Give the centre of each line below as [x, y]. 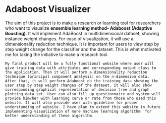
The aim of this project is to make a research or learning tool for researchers [83, 23]
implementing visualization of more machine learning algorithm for [79, 111]
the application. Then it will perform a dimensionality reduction [76, 72]
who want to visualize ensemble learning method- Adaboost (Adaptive [79, 28]
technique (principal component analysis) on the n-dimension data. [77, 76]
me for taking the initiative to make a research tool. [57, 54]
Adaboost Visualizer [48, 9]
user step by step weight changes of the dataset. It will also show [79, 85]
